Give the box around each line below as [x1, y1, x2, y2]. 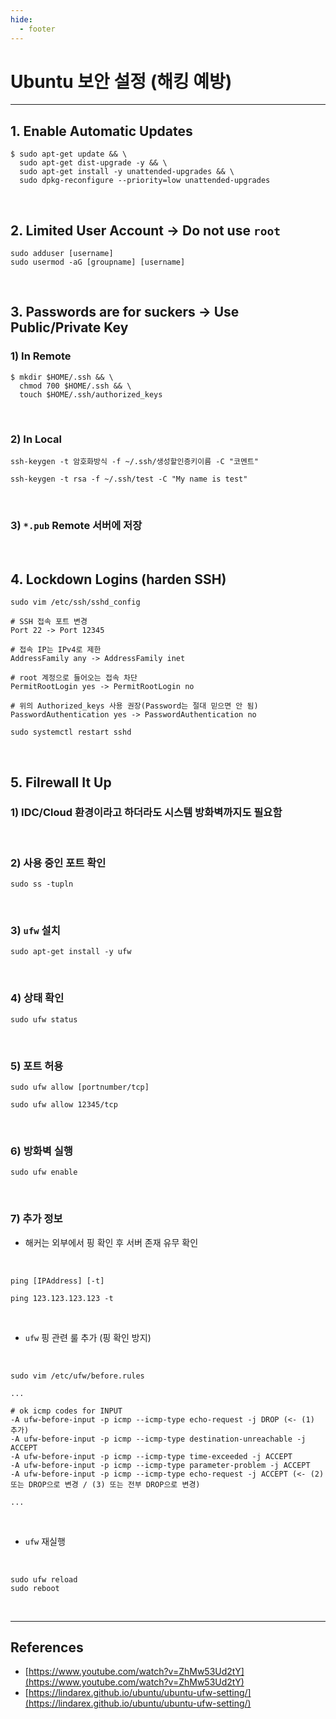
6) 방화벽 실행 [10, 1144, 73, 1158]
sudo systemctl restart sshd [10, 727, 132, 738]
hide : [10, 14, 33, 25]
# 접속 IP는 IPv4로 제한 [10, 645, 102, 655]
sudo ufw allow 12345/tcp [10, 1100, 118, 1110]
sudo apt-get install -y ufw [10, 947, 132, 957]
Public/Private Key [10, 319, 129, 336]
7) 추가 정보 [10, 1212, 63, 1226]
